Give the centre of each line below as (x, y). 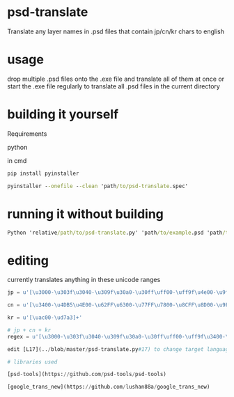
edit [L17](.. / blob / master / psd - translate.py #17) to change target (106, 349)
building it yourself (63, 115)
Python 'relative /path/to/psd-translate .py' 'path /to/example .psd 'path (115, 233)
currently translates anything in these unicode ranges (84, 280)
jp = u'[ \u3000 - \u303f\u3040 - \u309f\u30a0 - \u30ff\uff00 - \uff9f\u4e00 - (112, 293)
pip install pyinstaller (43, 173)
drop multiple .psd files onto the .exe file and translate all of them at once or (116, 79)
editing (28, 260)
